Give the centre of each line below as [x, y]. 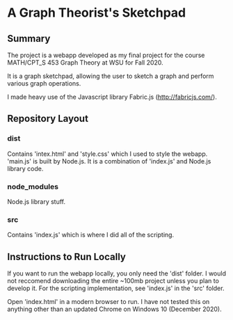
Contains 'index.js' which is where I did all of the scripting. [91, 235]
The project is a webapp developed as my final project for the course [106, 55]
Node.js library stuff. [37, 201]
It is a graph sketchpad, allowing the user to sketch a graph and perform [111, 76]
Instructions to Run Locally [67, 256]
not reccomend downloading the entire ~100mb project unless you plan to [113, 281]
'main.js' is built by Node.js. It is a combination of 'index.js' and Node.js [109, 161]
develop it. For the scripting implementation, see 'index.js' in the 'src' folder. [116, 288]
